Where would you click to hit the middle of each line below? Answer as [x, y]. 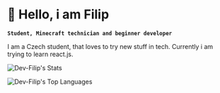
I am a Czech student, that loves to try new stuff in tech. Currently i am [110, 46]
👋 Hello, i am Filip [58, 15]
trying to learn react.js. [40, 54]
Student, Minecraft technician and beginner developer [90, 33]
